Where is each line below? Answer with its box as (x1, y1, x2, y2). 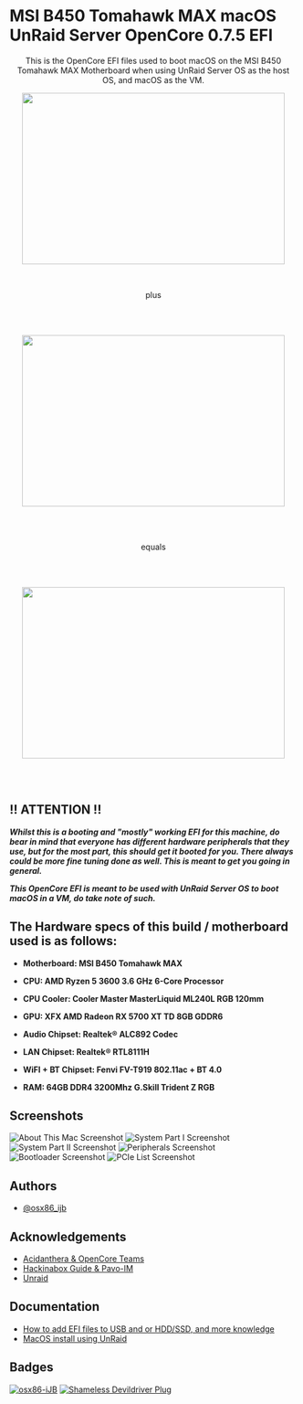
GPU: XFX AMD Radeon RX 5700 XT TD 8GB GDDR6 (22, 1011, 224, 1022)
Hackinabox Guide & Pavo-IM (22, 1263, 134, 1273)
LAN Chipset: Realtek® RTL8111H (22, 1046, 150, 1057)
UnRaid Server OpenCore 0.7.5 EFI (9, 25, 274, 46)
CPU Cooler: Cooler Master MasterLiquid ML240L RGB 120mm (22, 993, 265, 1004)
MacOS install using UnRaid (22, 1333, 128, 1344)
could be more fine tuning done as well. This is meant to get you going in (9, 856, 290, 867)
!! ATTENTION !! (9, 802, 102, 818)
